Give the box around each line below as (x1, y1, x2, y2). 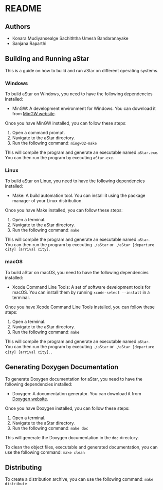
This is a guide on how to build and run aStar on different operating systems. (5, 67, 159, 73)
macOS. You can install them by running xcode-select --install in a (12, 289, 150, 295)
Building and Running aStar (5, 55, 90, 63)
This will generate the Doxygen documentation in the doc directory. (5, 434, 139, 440)
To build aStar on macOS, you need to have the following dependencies (5, 269, 149, 275)
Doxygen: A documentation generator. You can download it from (12, 390, 142, 396)
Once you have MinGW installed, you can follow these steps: (5, 120, 127, 126)
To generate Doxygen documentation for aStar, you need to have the (5, 376, 143, 382)
